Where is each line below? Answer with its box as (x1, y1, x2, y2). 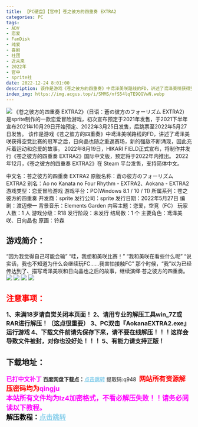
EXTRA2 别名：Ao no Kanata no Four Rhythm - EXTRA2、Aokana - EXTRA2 (6, 180, 190, 187)
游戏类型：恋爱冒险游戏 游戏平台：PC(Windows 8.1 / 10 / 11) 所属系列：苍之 (6, 187, 188, 194)
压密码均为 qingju (6, 384, 60, 393)
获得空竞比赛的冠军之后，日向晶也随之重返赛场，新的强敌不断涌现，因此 (11, 137, 187, 145)
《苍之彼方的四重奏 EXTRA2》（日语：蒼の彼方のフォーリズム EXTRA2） (13, 108, 188, 115)
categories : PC (6, 14, 44, 20)
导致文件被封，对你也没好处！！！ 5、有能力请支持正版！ (6, 337, 165, 345)
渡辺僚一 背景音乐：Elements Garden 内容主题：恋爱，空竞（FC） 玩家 (16, 202, 189, 209)
